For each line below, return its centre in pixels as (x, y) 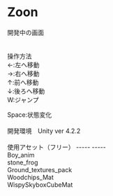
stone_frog (23, 162)
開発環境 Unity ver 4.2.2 (44, 131)
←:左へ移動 (23, 64)
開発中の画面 (25, 32)
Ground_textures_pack (40, 169)
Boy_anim (21, 155)
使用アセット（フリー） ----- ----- (56, 147)
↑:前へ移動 (23, 82)
